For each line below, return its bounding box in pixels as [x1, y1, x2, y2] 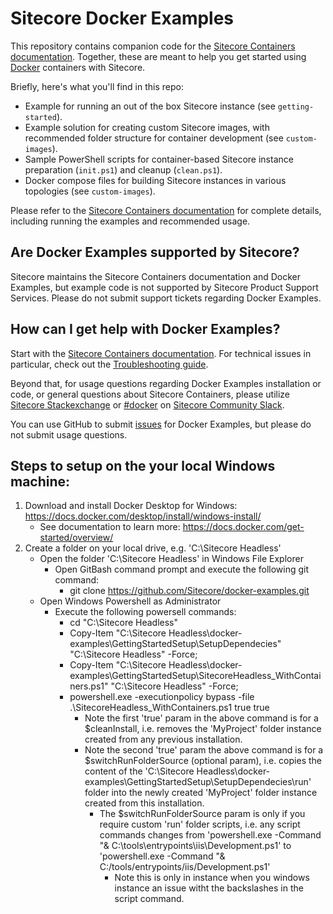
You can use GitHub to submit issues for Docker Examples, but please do [10, 418, 312, 430]
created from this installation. [84, 797, 205, 809]
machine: [10, 473, 71, 490]
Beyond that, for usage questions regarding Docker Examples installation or [10, 377, 322, 389]
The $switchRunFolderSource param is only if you [99, 808, 306, 820]
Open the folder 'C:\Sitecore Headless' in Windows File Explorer [39, 553, 304, 565]
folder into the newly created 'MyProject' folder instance [84, 787, 318, 799]
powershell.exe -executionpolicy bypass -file [69, 691, 255, 703]
